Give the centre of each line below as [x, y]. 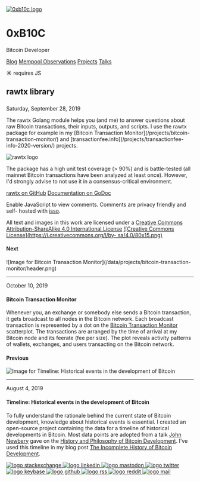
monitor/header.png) [32, 268]
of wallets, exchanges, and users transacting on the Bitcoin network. [90, 344]
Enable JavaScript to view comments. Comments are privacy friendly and [96, 204]
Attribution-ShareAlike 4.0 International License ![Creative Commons [90, 229]
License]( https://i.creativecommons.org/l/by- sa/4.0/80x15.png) [84, 235]
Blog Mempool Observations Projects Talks [59, 61]
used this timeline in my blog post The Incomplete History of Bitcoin [89, 447]
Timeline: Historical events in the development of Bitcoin [78, 402]
